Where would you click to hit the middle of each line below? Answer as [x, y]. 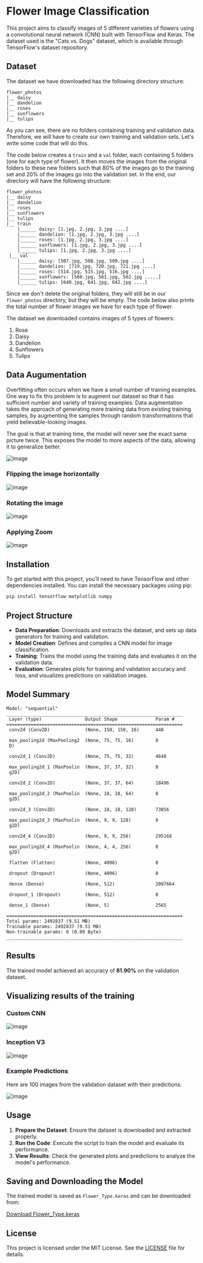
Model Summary [38, 694]
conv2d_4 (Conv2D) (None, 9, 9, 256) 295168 [90, 836]
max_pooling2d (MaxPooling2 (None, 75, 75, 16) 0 [84, 740]
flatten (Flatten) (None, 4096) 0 [84, 862]
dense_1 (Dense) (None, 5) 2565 [88, 905]
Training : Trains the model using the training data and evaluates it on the [106, 656]
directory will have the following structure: [59, 181]
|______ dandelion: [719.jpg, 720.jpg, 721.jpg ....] [86, 266]
